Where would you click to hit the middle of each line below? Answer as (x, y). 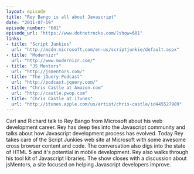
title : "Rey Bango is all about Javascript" (61, 17)
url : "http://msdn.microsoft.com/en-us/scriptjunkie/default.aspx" (96, 50)
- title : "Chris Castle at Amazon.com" (55, 88)
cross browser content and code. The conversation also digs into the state (96, 146)
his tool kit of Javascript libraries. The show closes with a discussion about (96, 158)
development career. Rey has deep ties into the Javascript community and (96, 127)
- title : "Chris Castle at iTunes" (50, 98)
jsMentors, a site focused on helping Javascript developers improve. (89, 164)
